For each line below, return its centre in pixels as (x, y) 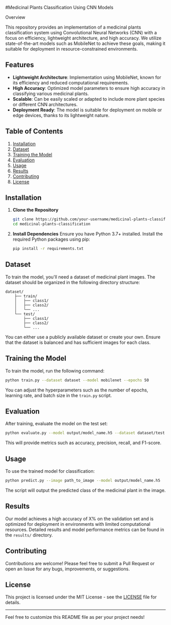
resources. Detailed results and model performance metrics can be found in (85, 529)
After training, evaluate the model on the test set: (56, 424)
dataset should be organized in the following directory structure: (73, 282)
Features (20, 65)
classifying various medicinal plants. (51, 94)
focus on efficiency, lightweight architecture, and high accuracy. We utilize (83, 38)
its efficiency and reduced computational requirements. (71, 83)
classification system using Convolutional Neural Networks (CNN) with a (81, 32)
